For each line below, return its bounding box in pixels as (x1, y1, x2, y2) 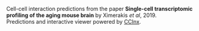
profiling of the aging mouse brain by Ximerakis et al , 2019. (6, 12, 157, 19)
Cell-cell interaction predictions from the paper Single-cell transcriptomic (6, 5, 193, 12)
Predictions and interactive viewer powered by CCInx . (6, 18, 141, 25)
